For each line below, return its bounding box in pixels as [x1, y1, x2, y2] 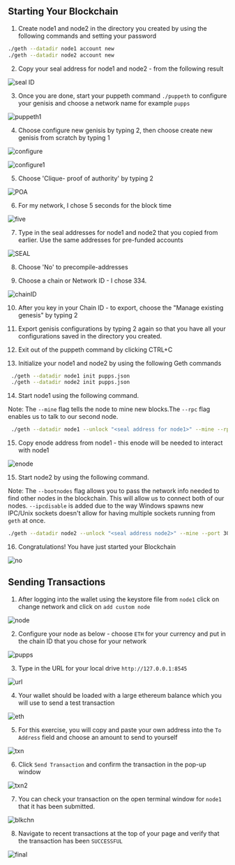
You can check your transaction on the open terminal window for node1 [17, 794, 222, 803]
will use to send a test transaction [17, 699, 115, 707]
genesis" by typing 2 [17, 310, 78, 319]
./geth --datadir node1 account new [8, 45, 114, 52]
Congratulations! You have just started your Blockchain [17, 543, 176, 551]
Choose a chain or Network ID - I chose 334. [17, 276, 147, 285]
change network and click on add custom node [17, 602, 151, 610]
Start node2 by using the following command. [17, 473, 149, 482]
